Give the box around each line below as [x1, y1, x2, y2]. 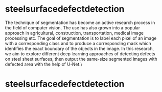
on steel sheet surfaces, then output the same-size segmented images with [5, 56, 158, 62]
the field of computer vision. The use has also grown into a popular [5, 24, 140, 30]
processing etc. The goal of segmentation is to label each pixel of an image [5, 35, 157, 41]
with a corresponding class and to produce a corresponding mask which [5, 40, 152, 46]
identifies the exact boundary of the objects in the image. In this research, [5, 46, 154, 51]
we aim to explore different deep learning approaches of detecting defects [5, 50, 156, 57]
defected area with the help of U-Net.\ [5, 61, 82, 67]
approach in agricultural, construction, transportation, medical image [5, 30, 144, 36]
